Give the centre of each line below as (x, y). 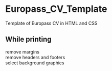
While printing (29, 39)
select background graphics (35, 63)
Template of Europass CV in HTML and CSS (51, 23)
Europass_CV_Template (56, 9)
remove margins (23, 51)
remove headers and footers (35, 57)
